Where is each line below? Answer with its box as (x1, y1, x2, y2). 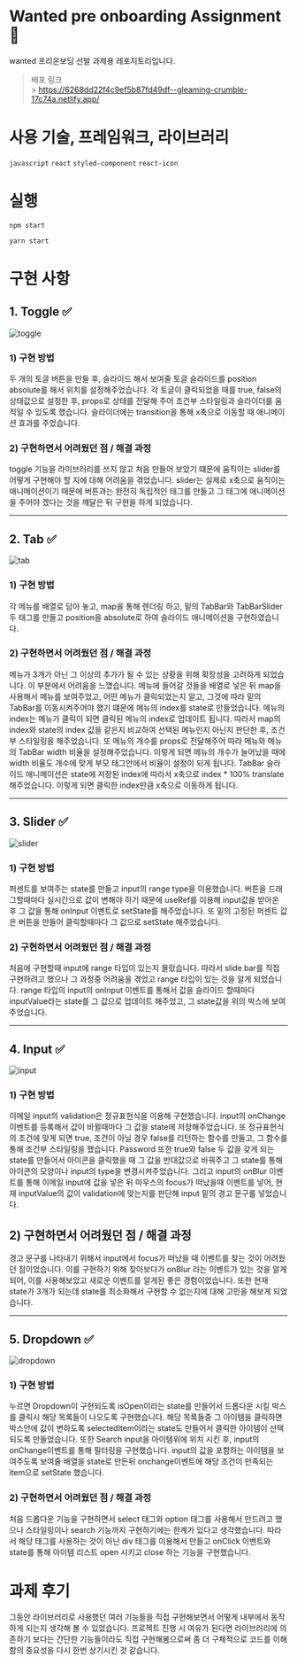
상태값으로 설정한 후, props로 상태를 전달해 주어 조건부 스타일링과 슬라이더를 (9, 396, 273, 407)
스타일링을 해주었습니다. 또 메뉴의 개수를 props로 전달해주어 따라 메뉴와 (18, 735, 266, 746)
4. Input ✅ (9, 1041, 65, 1056)
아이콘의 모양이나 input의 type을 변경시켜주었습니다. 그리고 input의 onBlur (9, 1166, 268, 1177)
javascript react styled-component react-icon (9, 159, 179, 167)
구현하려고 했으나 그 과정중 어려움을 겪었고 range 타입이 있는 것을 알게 (9, 974, 252, 984)
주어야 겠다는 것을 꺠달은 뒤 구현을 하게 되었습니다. (18, 497, 193, 508)
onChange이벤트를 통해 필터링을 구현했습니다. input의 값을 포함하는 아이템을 (9, 1445, 276, 1456)
